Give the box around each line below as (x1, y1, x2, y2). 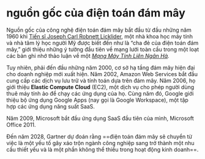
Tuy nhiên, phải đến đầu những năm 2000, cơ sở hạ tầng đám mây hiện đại (6, 64, 195, 71)
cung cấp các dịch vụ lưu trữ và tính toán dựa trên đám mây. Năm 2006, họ (6, 77, 196, 84)
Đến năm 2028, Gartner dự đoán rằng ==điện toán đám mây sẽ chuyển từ (6, 133, 193, 140)
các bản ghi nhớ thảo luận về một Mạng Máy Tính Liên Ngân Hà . (6, 52, 170, 59)
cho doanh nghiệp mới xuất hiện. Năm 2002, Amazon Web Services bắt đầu (6, 70, 198, 77)
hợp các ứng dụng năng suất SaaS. (6, 102, 95, 110)
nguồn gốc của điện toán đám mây (6, 6, 185, 20)
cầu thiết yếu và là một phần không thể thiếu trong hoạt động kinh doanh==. (6, 146, 199, 153)
